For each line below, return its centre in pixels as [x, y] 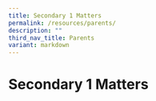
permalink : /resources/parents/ [62, 23]
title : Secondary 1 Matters [55, 16]
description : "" [35, 30]
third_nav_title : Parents [51, 38]
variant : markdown [39, 45]
